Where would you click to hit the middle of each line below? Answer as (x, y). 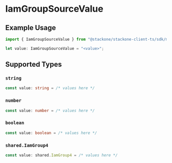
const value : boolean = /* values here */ (51, 133)
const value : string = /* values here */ (50, 88)
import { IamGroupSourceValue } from (46, 39)
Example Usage (31, 28)
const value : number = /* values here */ (50, 111)
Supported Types (34, 64)
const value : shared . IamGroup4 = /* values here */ (61, 155)
